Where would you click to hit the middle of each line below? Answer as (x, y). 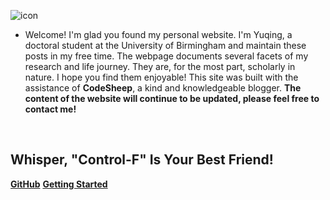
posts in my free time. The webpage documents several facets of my (166, 56)
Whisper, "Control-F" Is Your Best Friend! (142, 160)
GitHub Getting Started (59, 184)
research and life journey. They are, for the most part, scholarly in (160, 66)
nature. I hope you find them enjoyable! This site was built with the (161, 77)
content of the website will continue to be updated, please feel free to (172, 98)
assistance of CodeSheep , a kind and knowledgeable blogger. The (163, 88)
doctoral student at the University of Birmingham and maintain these (165, 45)
